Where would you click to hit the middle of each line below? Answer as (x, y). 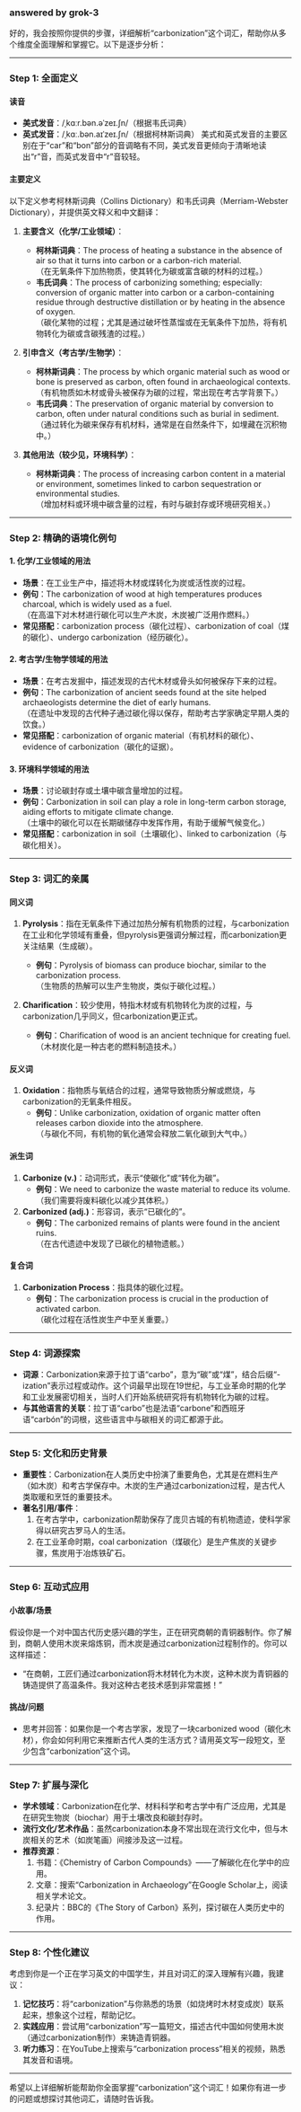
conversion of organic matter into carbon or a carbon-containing (155, 292)
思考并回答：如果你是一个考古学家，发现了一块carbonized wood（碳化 (153, 1728)
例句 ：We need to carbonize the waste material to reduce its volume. (163, 1189)
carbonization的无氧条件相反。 (79, 1101)
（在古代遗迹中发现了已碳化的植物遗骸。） (112, 1243)
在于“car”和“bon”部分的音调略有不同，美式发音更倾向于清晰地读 (148, 146)
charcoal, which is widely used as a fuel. (97, 604)
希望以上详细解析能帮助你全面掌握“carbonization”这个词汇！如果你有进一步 (148, 2088)
